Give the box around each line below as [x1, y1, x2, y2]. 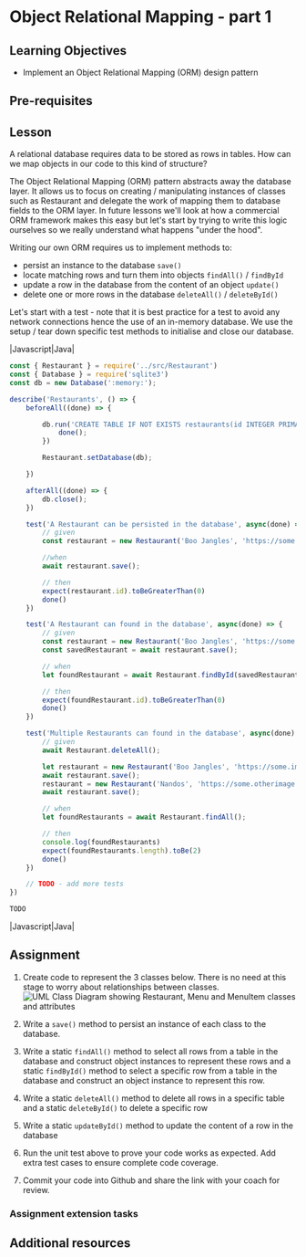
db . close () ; [42, 495, 88, 504]
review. [22, 1184, 50, 1195]
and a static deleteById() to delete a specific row [22, 1102, 208, 1113]
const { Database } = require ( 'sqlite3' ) [9, 370, 169, 380]
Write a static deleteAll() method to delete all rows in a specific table [22, 1093, 285, 1104]
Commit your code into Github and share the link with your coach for [22, 1175, 280, 1186]
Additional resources [9, 1235, 131, 1252]
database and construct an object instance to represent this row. [22, 1074, 266, 1085]
